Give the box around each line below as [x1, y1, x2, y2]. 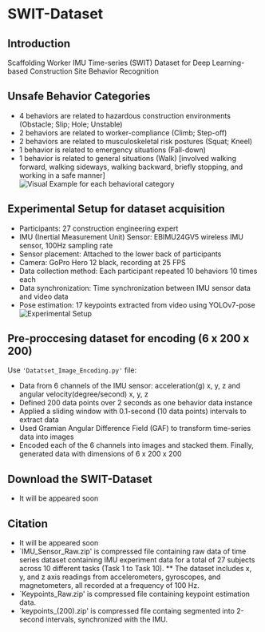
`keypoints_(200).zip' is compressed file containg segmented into [18, 606, 235, 616]
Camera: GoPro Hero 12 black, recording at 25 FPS [18, 257, 186, 267]
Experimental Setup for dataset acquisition [7, 202, 225, 216]
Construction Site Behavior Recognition [30, 66, 159, 76]
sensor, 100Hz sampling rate [18, 240, 113, 250]
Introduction [7, 37, 71, 50]
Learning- [212, 58, 245, 67]
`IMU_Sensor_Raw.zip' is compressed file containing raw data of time [18, 546, 247, 557]
